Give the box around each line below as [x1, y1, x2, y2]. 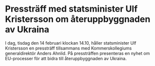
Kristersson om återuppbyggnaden [5, 14, 151, 25]
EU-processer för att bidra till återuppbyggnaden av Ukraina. [5, 55, 127, 61]
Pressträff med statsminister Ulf [5, 3, 138, 15]
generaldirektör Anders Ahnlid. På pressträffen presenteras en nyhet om [5, 50, 150, 56]
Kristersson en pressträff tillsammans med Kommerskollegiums [5, 45, 132, 51]
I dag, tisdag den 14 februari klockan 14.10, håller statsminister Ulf [5, 40, 136, 46]
